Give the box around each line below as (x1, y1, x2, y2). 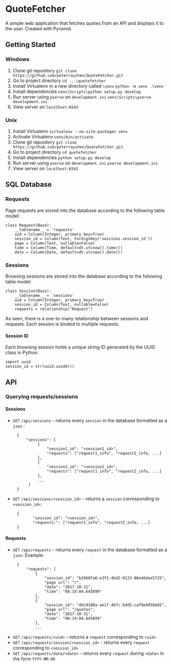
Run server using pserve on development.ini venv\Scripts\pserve (12, 93, 151, 100)
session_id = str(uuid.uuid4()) (5, 364, 74, 369)
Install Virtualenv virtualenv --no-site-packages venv (12, 128, 128, 134)
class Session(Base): (5, 288, 52, 293)
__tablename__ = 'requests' (14, 227, 74, 232)
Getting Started (5, 41, 56, 49)
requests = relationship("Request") (14, 306, 93, 311)
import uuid (5, 360, 31, 365)
